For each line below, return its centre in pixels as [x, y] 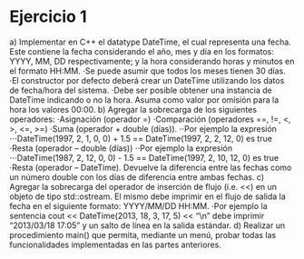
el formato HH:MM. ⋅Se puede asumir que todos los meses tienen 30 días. [147, 71]
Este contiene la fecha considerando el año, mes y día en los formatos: [142, 51]
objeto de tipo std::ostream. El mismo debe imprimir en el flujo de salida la [147, 196]
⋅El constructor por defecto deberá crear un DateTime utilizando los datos [147, 80]
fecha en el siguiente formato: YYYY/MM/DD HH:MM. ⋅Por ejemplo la [138, 205]
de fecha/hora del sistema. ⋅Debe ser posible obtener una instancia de [141, 90]
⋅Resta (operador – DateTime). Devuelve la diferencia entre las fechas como [151, 167]
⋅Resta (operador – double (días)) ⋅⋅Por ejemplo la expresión [121, 148]
